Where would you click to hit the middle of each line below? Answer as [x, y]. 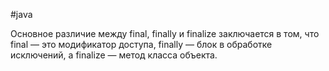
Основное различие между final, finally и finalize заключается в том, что [165, 33]
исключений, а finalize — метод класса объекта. [114, 55]
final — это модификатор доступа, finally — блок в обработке [141, 44]
